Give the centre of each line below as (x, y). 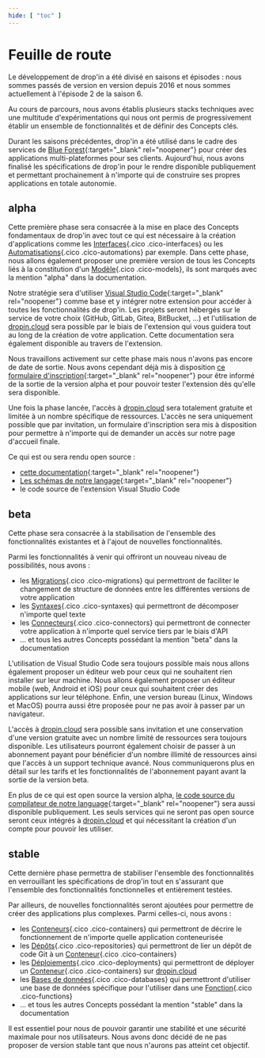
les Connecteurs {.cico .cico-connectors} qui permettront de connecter (135, 623)
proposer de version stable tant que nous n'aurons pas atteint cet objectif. (129, 1045)
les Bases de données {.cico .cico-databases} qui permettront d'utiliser (135, 979)
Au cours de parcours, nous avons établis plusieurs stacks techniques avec (131, 109)
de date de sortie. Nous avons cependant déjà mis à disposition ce (117, 367)
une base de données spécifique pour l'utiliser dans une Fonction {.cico (136, 988)
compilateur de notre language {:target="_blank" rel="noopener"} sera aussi (132, 804)
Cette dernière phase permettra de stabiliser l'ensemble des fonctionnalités (131, 873)
